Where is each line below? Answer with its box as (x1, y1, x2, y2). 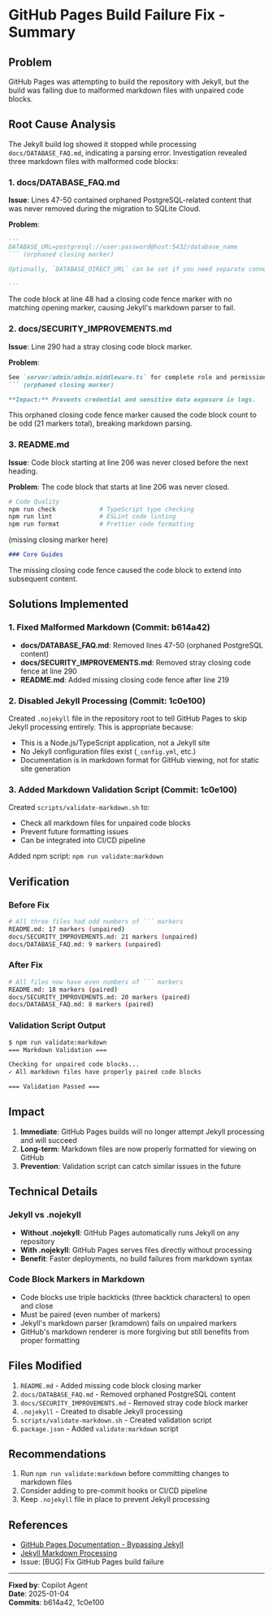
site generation (19, 764, 71, 773)
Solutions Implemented (8, 597, 128, 611)
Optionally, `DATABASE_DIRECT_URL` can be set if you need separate (8, 265, 245, 273)
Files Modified (8, 1359, 83, 1373)
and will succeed (19, 1135, 77, 1145)
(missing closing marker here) (8, 535, 109, 545)
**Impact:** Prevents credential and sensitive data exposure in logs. (8, 396, 256, 404)
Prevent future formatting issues (19, 827, 128, 837)
